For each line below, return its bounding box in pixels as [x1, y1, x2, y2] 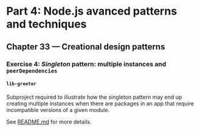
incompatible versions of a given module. [6, 106, 110, 113]
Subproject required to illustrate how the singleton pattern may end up [6, 93, 182, 101]
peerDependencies [6, 67, 58, 74]
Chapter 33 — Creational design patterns [6, 41, 165, 52]
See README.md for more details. [6, 118, 92, 126]
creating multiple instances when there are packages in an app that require [6, 99, 195, 107]
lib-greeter [6, 81, 36, 87]
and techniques [6, 17, 87, 31]
